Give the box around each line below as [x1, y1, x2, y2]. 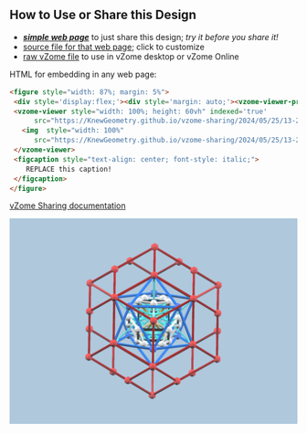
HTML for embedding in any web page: [9, 69, 157, 79]
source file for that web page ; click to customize [22, 41, 206, 52]
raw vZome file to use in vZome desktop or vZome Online [22, 50, 239, 62]
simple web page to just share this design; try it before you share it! [22, 31, 279, 42]
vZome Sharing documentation [9, 200, 126, 211]
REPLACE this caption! [26, 164, 112, 174]
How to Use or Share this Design [9, 7, 196, 23]
